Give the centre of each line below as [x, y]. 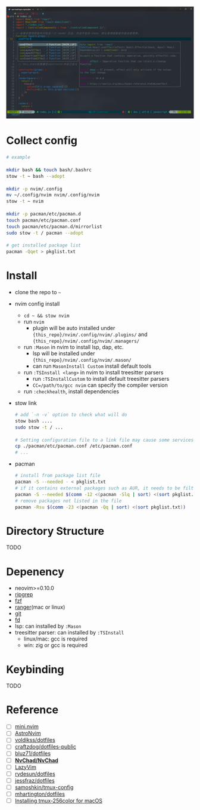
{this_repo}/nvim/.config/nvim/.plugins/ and [90, 334]
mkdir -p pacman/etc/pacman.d [44, 214]
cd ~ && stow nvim [46, 316]
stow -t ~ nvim [25, 201]
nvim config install [37, 304]
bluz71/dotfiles [33, 753]
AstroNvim [28, 733]
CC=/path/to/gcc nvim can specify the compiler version [100, 385]
